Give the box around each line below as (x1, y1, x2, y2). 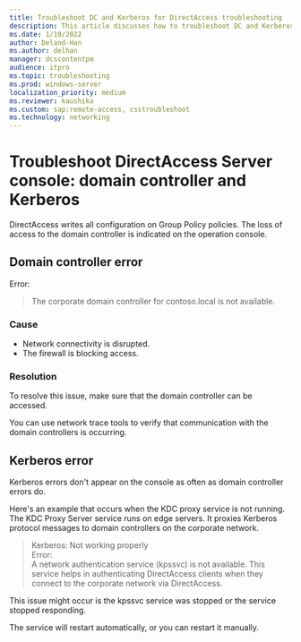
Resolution (9, 371, 57, 383)
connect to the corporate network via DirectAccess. (30, 578, 223, 589)
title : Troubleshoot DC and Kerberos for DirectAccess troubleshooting (9, 13, 282, 22)
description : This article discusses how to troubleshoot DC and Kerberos (9, 21, 295, 30)
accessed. (9, 400, 47, 411)
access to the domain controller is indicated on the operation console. (9, 229, 267, 240)
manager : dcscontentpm (9, 55, 94, 64)
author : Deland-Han (9, 38, 82, 47)
